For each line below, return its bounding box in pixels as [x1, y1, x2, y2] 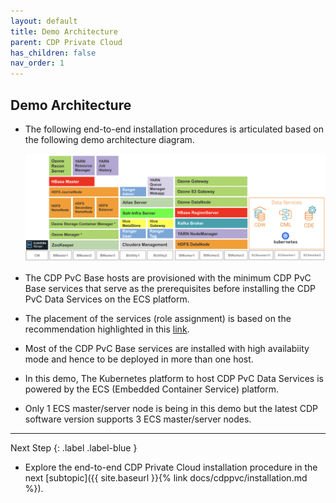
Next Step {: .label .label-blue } [10, 442, 138, 454]
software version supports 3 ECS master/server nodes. [24, 413, 252, 425]
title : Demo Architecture [10, 26, 118, 37]
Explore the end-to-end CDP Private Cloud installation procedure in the [24, 461, 318, 474]
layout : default [10, 16, 78, 26]
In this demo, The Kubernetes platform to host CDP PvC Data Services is [24, 373, 324, 385]
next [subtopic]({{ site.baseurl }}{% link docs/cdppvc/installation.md [24, 472, 308, 484]
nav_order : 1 [10, 58, 65, 69]
